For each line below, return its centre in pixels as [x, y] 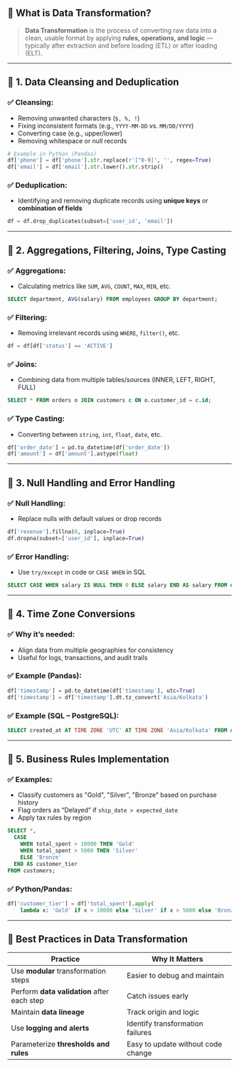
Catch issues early [158, 996]
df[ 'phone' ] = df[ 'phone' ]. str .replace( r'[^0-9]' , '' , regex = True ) [110, 160]
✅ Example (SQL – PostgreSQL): [63, 716]
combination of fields [50, 208]
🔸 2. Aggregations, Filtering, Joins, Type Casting [117, 250]
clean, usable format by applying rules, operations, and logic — [119, 38]
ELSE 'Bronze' [41, 857]
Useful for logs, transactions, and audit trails [83, 657]
